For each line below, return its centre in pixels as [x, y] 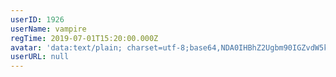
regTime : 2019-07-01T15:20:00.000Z [84, 38]
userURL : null [40, 57]
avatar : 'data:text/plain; [66, 47]
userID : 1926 [37, 19]
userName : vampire [48, 29]
